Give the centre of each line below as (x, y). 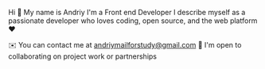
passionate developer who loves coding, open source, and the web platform (133, 21)
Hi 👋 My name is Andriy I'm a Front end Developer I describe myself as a (127, 12)
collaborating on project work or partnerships (83, 56)
